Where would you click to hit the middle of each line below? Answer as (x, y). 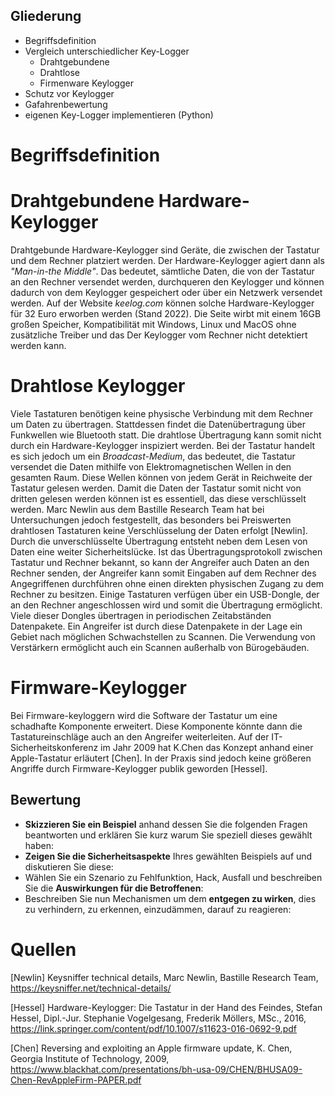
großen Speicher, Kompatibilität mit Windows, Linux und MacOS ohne (153, 324)
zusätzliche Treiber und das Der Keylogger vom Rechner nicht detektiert (159, 335)
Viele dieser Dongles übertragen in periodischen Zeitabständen (141, 615)
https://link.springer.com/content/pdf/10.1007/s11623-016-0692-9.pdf (153, 1028)
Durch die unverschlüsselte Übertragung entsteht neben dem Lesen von (159, 541)
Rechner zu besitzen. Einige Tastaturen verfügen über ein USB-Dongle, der (165, 594)
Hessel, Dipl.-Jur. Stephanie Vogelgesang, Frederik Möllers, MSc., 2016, (158, 1018)
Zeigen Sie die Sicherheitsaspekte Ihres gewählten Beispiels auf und (168, 856)
